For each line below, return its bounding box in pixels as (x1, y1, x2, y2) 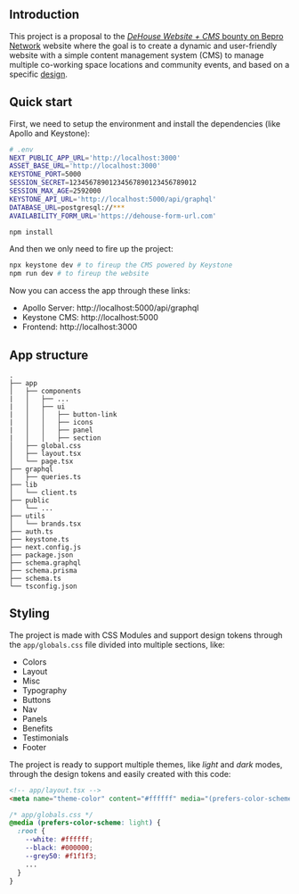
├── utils (9, 511, 46, 520)
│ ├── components (9, 386, 82, 395)
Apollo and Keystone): (9, 128, 91, 138)
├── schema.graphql (9, 558, 82, 567)
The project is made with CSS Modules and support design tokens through (9, 629, 283, 641)
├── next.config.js (9, 542, 82, 551)
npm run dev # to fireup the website (9, 269, 149, 278)
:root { (17, 827, 46, 836)
